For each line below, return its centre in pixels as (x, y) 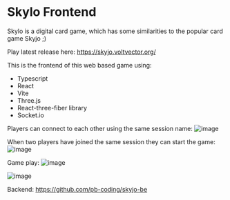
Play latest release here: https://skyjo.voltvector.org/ (82, 52)
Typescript (32, 78)
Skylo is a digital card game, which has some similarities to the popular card (115, 31)
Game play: (23, 162)
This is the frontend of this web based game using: (79, 65)
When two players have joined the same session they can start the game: (111, 141)
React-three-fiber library (52, 108)
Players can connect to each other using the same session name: (100, 128)
